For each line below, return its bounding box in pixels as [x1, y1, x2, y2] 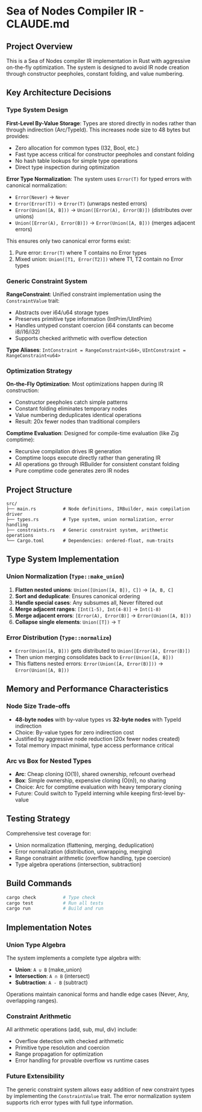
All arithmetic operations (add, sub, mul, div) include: [6, 1026, 137, 1033]
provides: [6, 132, 30, 140]
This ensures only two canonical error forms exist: [6, 237, 131, 245]
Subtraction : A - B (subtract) [14, 979, 89, 986]
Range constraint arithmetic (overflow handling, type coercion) [14, 854, 171, 861]
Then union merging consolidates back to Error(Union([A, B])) [14, 654, 174, 661]
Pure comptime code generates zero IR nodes [14, 467, 130, 475]
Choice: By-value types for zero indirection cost [14, 728, 134, 736]
